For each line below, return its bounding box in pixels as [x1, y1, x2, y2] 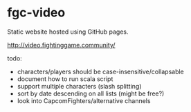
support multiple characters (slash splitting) [17, 82, 142, 90]
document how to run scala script [17, 74, 113, 83]
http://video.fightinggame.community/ [7, 41, 116, 49]
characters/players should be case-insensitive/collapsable [17, 67, 185, 76]
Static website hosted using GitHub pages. [7, 27, 129, 36]
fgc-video [7, 5, 66, 21]
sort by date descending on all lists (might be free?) [17, 89, 165, 98]
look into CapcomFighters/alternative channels [17, 96, 151, 104]
